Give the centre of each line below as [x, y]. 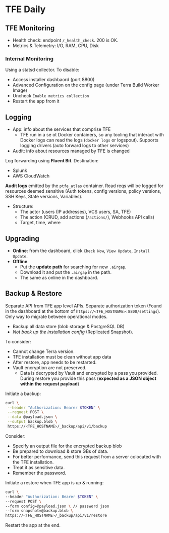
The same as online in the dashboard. [59, 277]
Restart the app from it [36, 101]
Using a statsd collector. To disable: [42, 70]
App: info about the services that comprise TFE [62, 129]
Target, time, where [40, 223]
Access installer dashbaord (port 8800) [53, 80]
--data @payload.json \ [32, 417]
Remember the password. [39, 473]
